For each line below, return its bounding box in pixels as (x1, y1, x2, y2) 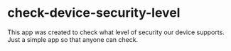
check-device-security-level (7, 5, 181, 21)
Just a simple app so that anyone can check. (7, 35, 139, 43)
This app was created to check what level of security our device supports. (7, 28, 225, 36)
